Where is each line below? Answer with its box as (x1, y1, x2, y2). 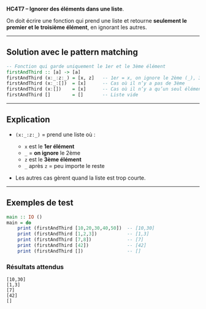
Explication (6, 115, 50, 125)
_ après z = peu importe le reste (24, 162, 105, 169)
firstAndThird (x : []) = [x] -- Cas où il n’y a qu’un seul (6, 86, 183, 93)
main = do (6, 219, 32, 226)
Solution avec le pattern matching (6, 47, 138, 58)
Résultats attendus (6, 262, 64, 271)
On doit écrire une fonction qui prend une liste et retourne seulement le (6, 17, 187, 24)
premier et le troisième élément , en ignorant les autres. (6, 24, 147, 31)
